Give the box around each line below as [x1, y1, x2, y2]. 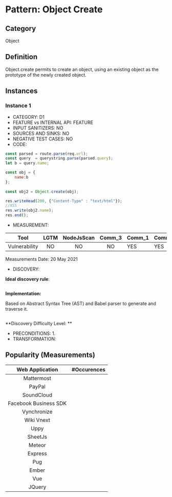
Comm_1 [126, 234, 149, 241]
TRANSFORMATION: [12, 336, 56, 342]
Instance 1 [5, 102, 31, 109]
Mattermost [23, 375, 51, 382]
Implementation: [5, 291, 41, 296]
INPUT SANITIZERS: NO [12, 125, 63, 131]
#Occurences [71, 366, 106, 373]
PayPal [29, 383, 46, 390]
